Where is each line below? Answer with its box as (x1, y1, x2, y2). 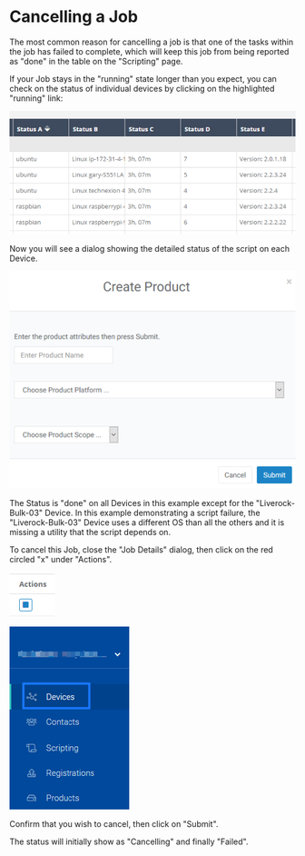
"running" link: (9, 93, 64, 104)
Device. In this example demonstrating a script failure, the (44, 507, 261, 519)
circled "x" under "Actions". (9, 554, 113, 565)
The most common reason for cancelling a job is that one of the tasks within (9, 36, 294, 47)
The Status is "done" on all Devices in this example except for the (9, 498, 254, 509)
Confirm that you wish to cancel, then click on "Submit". (9, 819, 219, 830)
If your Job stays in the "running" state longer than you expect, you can (9, 73, 277, 84)
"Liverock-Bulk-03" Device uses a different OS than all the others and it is (9, 517, 285, 528)
